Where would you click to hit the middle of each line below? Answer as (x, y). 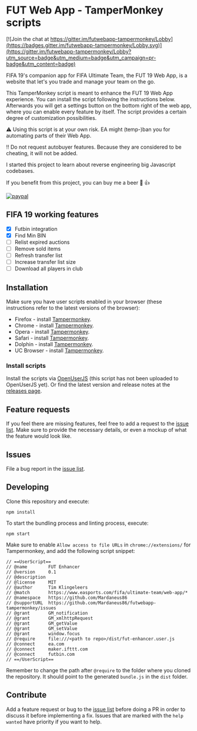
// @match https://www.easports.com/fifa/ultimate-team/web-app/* (97, 592)
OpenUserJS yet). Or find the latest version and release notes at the (88, 385)
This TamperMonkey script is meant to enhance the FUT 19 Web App (90, 93)
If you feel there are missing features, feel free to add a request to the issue (98, 424)
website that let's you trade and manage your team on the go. (81, 81)
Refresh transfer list (39, 255)
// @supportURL (25, 603)
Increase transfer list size (45, 262)
